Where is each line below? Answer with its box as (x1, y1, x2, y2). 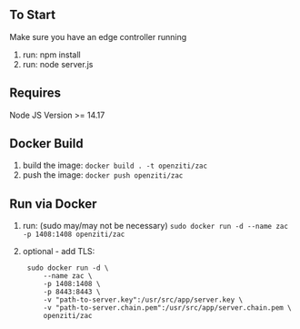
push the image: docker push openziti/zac (22, 170, 184, 180)
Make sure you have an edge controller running (9, 31, 187, 42)
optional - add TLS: (22, 246, 95, 257)
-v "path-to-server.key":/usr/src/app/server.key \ (43, 295, 244, 304)
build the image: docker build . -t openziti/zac (22, 159, 207, 171)
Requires (9, 86, 62, 101)
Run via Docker (9, 196, 97, 211)
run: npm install (22, 49, 81, 60)
